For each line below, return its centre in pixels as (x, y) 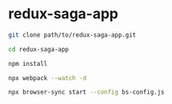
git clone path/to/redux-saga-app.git (72, 35)
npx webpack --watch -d (48, 78)
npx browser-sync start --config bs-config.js (86, 92)
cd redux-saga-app (38, 49)
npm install (28, 64)
